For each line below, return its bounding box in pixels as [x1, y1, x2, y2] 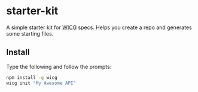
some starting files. [6, 30, 54, 37]
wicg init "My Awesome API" [6, 80, 77, 86]
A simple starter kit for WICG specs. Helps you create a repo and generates [6, 24, 193, 31]
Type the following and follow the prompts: [6, 63, 112, 70]
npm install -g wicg [6, 74, 58, 81]
